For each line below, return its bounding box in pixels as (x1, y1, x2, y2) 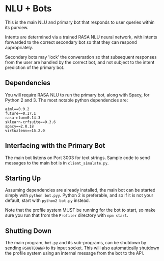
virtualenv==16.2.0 (5, 128, 45, 133)
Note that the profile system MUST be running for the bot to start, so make (5, 207, 156, 213)
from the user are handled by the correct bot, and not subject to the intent (5, 59, 155, 65)
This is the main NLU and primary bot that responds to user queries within (5, 19, 155, 25)
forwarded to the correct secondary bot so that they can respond (5, 39, 137, 45)
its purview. (5, 24, 28, 30)
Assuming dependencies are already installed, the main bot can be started (5, 187, 156, 193)
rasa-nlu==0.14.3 (5, 115, 41, 120)
